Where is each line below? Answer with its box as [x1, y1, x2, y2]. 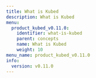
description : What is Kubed [6, 14, 75, 20]
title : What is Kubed [6, 8, 59, 15]
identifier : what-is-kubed [16, 30, 83, 36]
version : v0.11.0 [11, 63, 54, 69]
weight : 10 [16, 47, 43, 53]
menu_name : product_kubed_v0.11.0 [6, 52, 91, 58]
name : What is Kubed [16, 42, 67, 48]
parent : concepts [16, 36, 59, 42]
